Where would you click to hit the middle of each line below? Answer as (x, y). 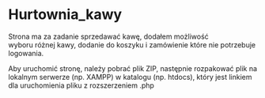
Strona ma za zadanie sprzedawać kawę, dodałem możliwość (109, 36)
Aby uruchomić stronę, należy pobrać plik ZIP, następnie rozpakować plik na (133, 68)
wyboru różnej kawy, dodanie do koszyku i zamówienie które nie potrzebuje (132, 44)
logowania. (26, 53)
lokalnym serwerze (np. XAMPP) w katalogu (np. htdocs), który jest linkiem (130, 77)
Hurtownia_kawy (65, 15)
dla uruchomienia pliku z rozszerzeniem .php (81, 85)
